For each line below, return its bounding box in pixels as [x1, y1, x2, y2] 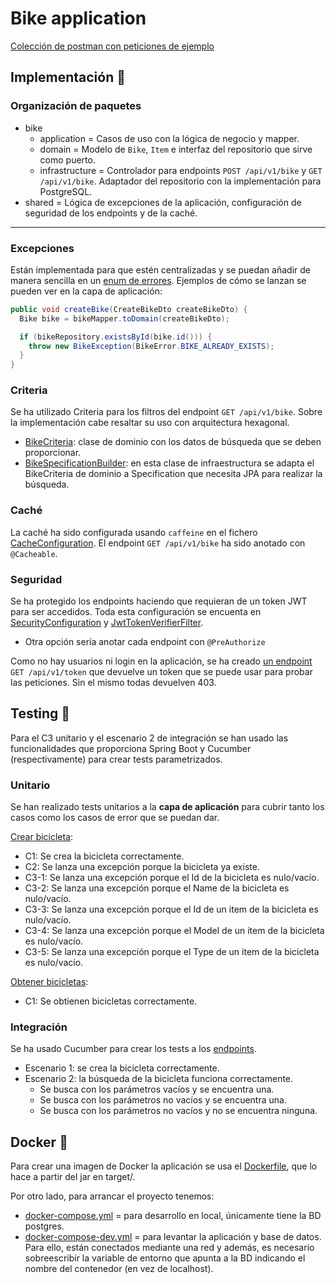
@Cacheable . [10, 547, 58, 559]
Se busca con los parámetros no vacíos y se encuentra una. [39, 1094, 287, 1106]
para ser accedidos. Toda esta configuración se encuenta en [10, 606, 262, 618]
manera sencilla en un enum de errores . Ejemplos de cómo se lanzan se [10, 274, 307, 286]
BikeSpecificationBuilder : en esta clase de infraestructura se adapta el [24, 457, 315, 469]
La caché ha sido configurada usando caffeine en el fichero [10, 526, 258, 538]
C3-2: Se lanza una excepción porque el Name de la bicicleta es [24, 882, 290, 894]
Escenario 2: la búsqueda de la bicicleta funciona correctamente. [24, 1073, 294, 1085]
